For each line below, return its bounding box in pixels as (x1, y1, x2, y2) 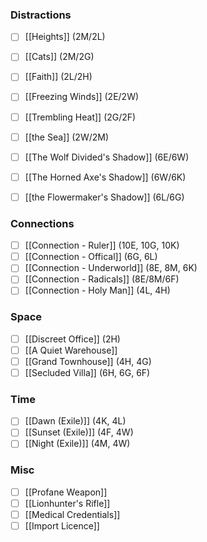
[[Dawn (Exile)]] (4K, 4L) (24, 415, 127, 427)
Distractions (10, 8, 72, 22)
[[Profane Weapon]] (24, 486, 108, 498)
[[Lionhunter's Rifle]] (24, 497, 111, 509)
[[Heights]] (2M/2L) (24, 31, 106, 43)
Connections (10, 216, 75, 230)
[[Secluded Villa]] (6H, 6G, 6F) (24, 366, 151, 378)
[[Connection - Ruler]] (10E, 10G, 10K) (24, 239, 180, 252)
